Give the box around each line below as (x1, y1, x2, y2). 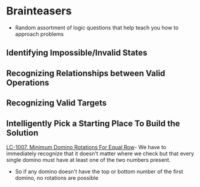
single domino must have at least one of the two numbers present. (6, 156, 171, 163)
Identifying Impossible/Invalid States (6, 48, 148, 58)
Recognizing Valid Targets (6, 98, 107, 108)
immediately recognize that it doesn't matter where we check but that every (6, 150, 195, 157)
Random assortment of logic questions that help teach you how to (14, 24, 179, 31)
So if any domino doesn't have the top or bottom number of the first (14, 168, 184, 175)
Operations (6, 77, 49, 88)
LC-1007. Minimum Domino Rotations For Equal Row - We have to (6, 143, 167, 150)
